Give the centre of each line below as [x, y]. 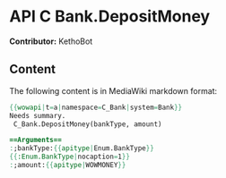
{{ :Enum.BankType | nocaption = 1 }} [70, 157]
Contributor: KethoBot [51, 41]
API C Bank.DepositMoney [110, 17]
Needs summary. [38, 115]
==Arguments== [36, 140]
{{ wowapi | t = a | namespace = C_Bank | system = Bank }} [96, 107]
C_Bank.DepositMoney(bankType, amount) [88, 124]
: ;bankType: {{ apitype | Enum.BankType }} [82, 148]
